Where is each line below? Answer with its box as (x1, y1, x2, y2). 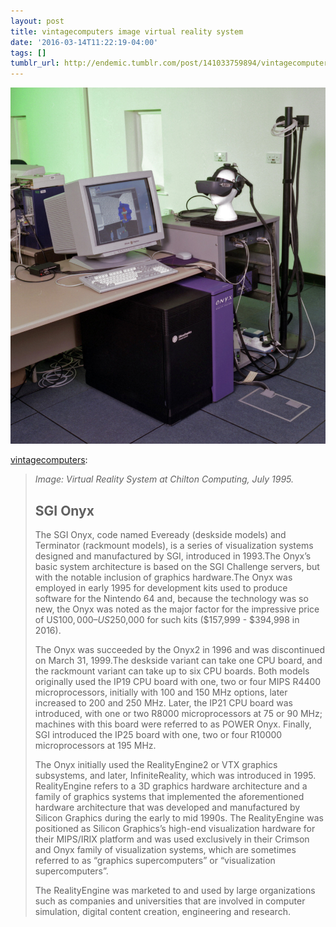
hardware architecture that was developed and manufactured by (34, 801, 301, 814)
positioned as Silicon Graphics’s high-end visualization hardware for (34, 823, 316, 835)
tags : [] (10, 48, 47, 58)
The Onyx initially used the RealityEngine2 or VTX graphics (34, 759, 278, 771)
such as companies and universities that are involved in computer (34, 895, 306, 907)
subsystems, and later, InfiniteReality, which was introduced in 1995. (34, 770, 317, 782)
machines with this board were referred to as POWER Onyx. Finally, (34, 718, 312, 730)
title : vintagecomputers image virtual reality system (10, 26, 244, 37)
